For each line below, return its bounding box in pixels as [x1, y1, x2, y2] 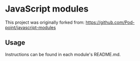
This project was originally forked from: [5, 19, 85, 25]
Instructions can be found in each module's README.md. [5, 51, 121, 57]
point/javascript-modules [5, 24, 56, 30]
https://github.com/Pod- [85, 19, 135, 25]
